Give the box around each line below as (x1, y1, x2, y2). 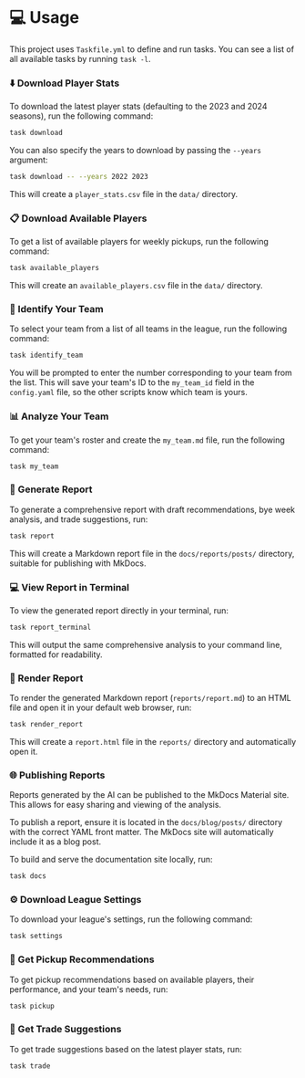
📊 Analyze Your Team (9, 410, 109, 423)
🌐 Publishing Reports (9, 769, 106, 781)
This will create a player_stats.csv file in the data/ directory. (9, 188, 239, 199)
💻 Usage (9, 7, 80, 28)
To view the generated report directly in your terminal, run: (9, 604, 229, 616)
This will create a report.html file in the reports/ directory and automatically (9, 737, 297, 748)
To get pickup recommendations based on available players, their (9, 974, 255, 985)
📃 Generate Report (9, 483, 93, 496)
